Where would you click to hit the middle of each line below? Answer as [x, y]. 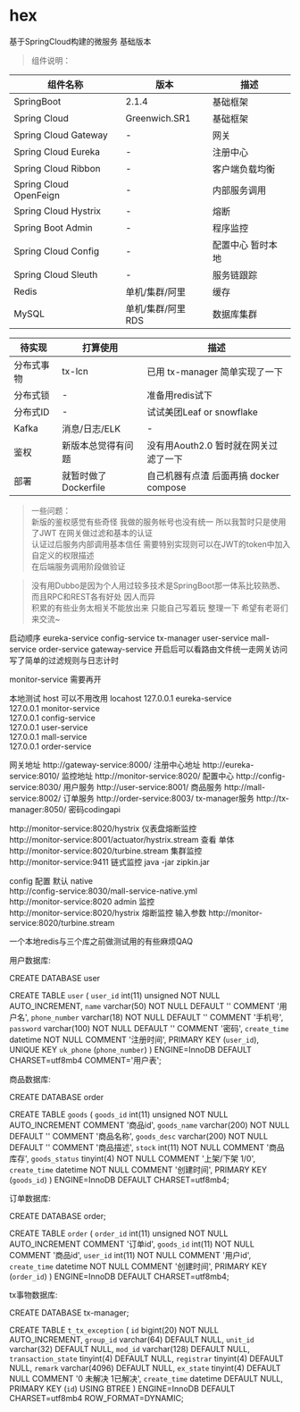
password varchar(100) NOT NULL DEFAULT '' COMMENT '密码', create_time [149, 1028]
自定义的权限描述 [62, 555]
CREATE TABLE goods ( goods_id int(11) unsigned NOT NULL [119, 1114]
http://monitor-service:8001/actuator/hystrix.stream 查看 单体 [122, 839]
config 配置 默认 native [51, 880]
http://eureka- [228, 764]
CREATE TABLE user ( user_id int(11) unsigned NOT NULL [115, 995]
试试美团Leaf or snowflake [203, 412]
